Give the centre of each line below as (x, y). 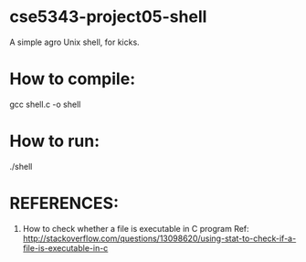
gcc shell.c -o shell (45, 104)
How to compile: (72, 79)
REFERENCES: (64, 204)
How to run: (55, 141)
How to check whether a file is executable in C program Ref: (136, 228)
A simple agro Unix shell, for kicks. (74, 42)
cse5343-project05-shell (108, 17)
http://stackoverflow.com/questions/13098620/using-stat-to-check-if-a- (159, 238)
